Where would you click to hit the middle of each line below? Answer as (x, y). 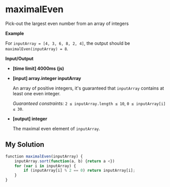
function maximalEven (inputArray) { (44, 156)
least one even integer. (37, 93)
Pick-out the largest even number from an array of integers (67, 23)
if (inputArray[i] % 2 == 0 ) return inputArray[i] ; (80, 171)
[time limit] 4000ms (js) (38, 68)
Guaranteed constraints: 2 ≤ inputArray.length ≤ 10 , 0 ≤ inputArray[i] (89, 103)
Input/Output (20, 58)
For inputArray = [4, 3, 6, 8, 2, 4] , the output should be (68, 43)
